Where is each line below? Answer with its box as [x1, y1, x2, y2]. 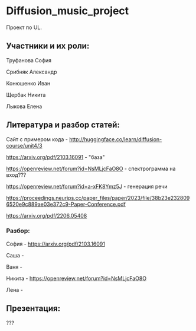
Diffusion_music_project [6, 4, 129, 18]
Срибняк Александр [6, 68, 57, 75]
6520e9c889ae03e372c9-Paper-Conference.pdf [6, 200, 126, 208]
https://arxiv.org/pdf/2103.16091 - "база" [6, 153, 105, 161]
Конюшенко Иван [6, 79, 51, 87]
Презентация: [6, 304, 61, 314]
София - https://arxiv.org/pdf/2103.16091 [6, 240, 105, 247]
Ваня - [6, 263, 22, 270]
